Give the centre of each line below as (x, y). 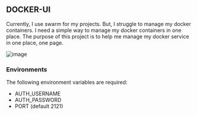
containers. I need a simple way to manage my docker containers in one (94, 30)
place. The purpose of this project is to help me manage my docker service (98, 36)
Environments (27, 69)
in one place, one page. (35, 42)
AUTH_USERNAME (38, 94)
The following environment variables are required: (67, 83)
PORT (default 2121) (39, 106)
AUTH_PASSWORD (38, 100)
